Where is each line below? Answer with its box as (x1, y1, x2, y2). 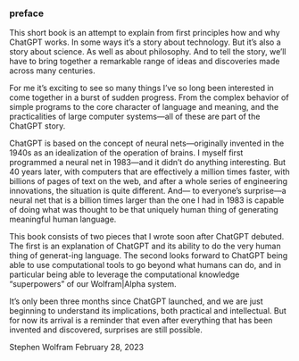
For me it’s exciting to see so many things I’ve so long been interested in (9, 83, 274, 94)
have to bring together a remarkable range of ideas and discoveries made (9, 56, 280, 67)
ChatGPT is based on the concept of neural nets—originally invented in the (9, 138, 285, 149)
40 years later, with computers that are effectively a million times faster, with (9, 166, 290, 177)
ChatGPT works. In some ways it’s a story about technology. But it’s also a (9, 37, 281, 47)
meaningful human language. (9, 214, 117, 225)
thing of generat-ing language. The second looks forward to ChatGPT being (9, 250, 288, 261)
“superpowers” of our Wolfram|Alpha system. (9, 279, 177, 290)
